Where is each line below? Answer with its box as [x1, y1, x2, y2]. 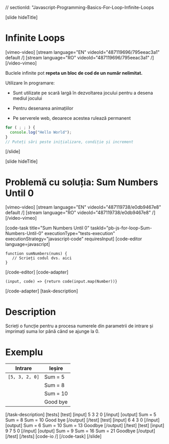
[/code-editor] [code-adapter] [5, 269, 69, 276]
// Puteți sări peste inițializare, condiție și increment [5, 139, 134, 144]
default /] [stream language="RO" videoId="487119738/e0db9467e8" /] [5, 209, 156, 216]
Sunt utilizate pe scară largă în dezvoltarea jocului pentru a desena [12, 90, 153, 96]
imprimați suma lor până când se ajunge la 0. [5, 328, 100, 334]
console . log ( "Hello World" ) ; [10, 130, 72, 135]
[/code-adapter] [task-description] [5, 288, 78, 294]
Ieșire [49, 365, 63, 372]
